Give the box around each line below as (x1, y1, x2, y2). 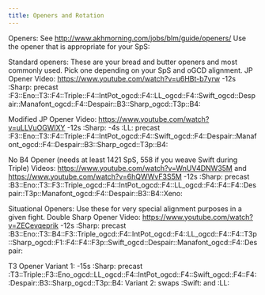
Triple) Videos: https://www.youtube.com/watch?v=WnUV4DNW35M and (8, 163, 247, 172)
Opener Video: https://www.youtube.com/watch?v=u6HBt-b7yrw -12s (8, 74, 236, 83)
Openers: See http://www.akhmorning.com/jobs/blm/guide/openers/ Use (8, 33, 247, 43)
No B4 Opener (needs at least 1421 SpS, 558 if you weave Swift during (8, 155, 238, 165)
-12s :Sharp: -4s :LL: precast (66, 123, 161, 132)
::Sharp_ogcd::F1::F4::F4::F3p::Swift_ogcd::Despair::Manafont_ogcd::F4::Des (8, 237, 258, 247)
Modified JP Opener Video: (8, 114, 97, 123)
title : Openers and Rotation (8, 11, 104, 20)
